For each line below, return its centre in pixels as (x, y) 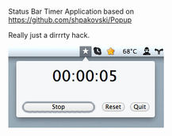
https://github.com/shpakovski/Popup (70, 20)
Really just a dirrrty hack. (49, 35)
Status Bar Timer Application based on (71, 11)
